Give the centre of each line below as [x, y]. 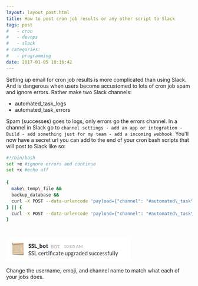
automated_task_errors [42, 109]
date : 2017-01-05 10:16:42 [39, 62]
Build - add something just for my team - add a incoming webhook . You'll [98, 134]
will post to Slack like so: [36, 146]
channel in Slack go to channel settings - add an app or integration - [94, 127]
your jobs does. [25, 277]
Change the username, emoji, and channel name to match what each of [93, 271]
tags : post [19, 25]
